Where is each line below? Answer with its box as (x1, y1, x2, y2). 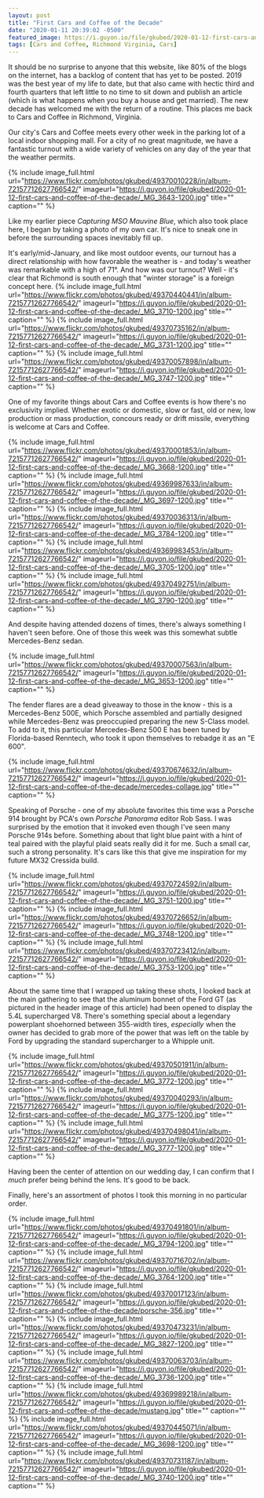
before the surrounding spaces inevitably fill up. (8, 233, 163, 243)
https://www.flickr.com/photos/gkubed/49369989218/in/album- (24, 1390, 232, 1399)
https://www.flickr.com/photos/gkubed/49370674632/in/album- (24, 765, 233, 775)
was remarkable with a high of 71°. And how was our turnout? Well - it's (8, 265, 239, 275)
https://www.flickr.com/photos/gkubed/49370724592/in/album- (24, 879, 233, 888)
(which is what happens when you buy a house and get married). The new (8, 96, 249, 105)
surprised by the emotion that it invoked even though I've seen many (8, 822, 230, 832)
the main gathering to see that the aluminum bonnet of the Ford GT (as (8, 994, 236, 1004)
